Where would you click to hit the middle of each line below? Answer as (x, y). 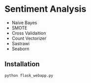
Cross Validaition (29, 33)
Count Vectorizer (29, 38)
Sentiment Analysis (45, 9)
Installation (22, 64)
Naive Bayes (24, 23)
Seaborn (20, 49)
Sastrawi (21, 43)
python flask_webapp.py (29, 75)
